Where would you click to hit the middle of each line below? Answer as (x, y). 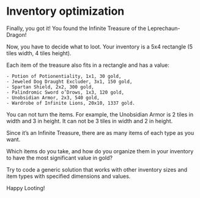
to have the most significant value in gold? (60, 158)
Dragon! (17, 34)
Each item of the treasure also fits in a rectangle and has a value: (88, 65)
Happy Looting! (26, 188)
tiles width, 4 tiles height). (39, 53)
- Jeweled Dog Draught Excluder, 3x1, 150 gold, (69, 82)
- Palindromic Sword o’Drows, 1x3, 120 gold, (65, 92)
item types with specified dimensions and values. (69, 176)
